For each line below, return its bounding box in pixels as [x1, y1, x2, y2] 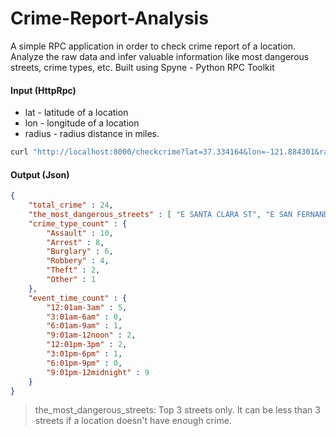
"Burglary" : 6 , [46, 247, 114, 257]
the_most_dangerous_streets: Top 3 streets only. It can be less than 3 [34, 404, 321, 416]
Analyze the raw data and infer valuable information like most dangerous [10, 50, 310, 62]
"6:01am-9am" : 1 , [46, 321, 123, 331]
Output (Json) [10, 168, 70, 181]
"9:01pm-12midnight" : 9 [46, 367, 150, 377]
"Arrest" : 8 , [46, 237, 105, 247]
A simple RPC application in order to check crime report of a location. [10, 40, 297, 52]
